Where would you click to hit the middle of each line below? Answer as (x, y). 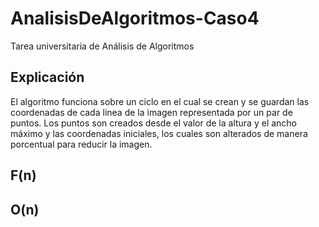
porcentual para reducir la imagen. (81, 144)
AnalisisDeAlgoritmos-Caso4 (135, 18)
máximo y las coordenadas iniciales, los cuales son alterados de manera (159, 133)
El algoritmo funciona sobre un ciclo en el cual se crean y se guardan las (160, 101)
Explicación (47, 77)
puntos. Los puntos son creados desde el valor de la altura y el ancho (154, 123)
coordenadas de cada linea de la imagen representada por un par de (151, 112)
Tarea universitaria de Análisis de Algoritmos (102, 46)
